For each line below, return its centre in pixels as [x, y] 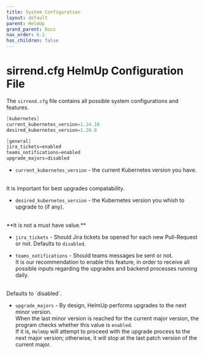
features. [18, 107]
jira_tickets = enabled [34, 147]
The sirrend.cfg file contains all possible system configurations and [92, 101]
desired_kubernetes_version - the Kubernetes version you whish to [100, 201]
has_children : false [33, 40]
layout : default [27, 18]
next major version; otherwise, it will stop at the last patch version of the [106, 338]
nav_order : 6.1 [26, 35]
